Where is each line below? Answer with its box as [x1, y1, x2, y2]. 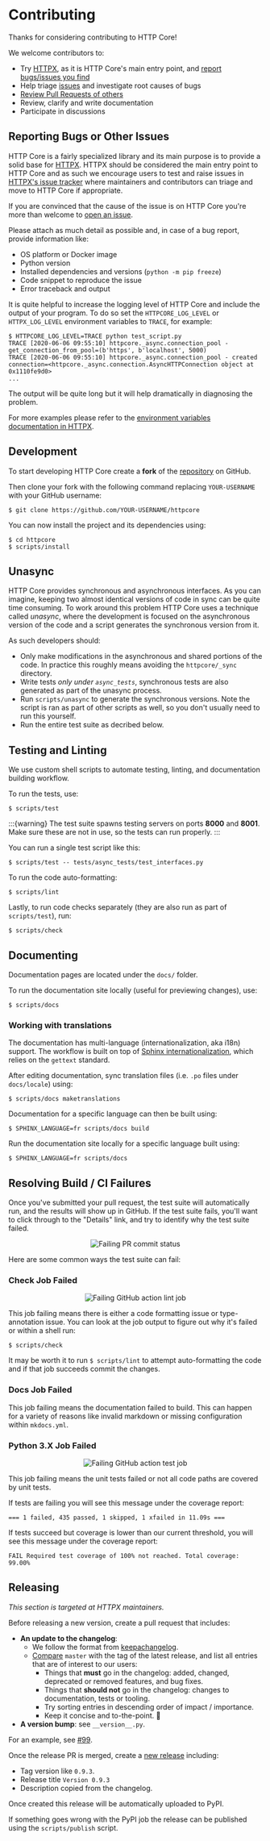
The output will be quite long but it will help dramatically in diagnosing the [8, 389, 253, 398]
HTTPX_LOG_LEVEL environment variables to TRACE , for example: [8, 316, 213, 326]
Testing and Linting [8, 743, 107, 757]
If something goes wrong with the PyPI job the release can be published [8, 1814, 247, 1824]
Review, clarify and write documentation [19, 98, 154, 107]
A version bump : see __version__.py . [19, 1719, 146, 1729]
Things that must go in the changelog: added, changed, [44, 1668, 230, 1677]
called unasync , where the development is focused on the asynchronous [8, 611, 251, 622]
